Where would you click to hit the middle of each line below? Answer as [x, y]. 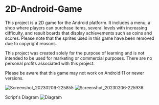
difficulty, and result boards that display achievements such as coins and [79, 33]
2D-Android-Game [44, 9]
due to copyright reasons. [31, 43]
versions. [14, 78]
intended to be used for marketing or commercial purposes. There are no [79, 58]
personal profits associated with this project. [50, 63]
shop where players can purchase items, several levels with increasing [76, 27]
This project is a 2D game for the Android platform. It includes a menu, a [78, 23]
